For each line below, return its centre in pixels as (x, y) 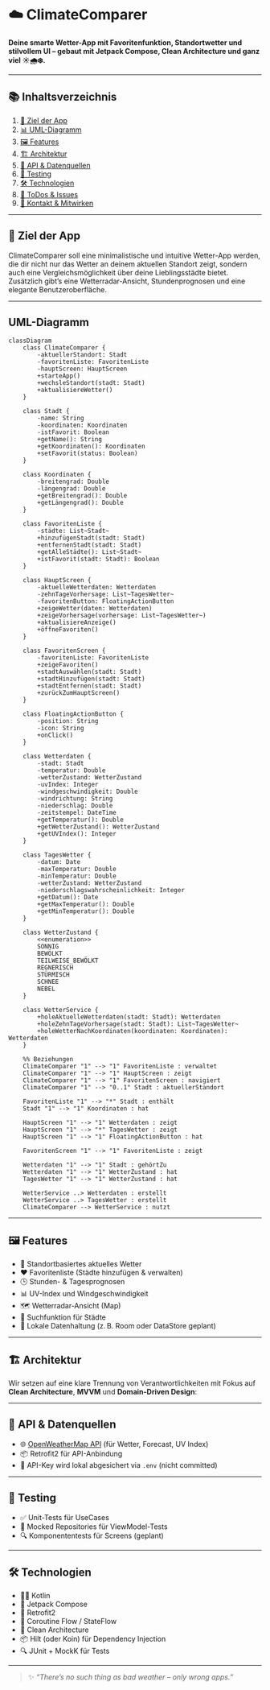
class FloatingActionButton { (74, 714)
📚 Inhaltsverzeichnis (63, 97)
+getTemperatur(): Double (81, 820)
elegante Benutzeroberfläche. (57, 289)
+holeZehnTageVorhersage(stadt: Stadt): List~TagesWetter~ (138, 1024)
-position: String (68, 721)
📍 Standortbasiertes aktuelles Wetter (81, 1264)
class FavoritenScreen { (64, 651)
